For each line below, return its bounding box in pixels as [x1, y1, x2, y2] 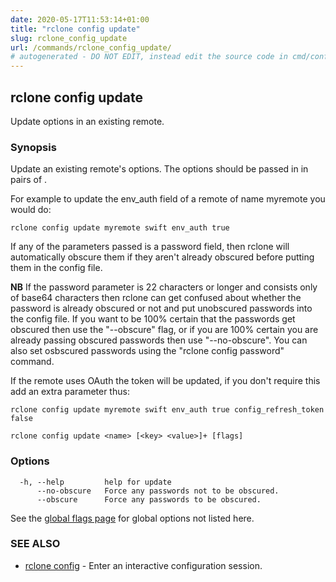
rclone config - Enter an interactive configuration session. [24, 559, 263, 571]
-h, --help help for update [19, 477, 172, 487]
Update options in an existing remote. [10, 115, 165, 127]
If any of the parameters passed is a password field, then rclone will [10, 241, 290, 253]
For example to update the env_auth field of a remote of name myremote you [10, 193, 326, 205]
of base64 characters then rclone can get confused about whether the [10, 292, 302, 304]
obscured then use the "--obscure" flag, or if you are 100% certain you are [10, 324, 319, 336]
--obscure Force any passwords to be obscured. [36, 494, 262, 505]
